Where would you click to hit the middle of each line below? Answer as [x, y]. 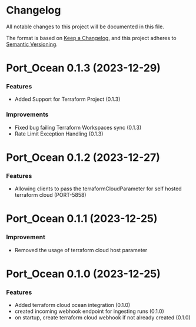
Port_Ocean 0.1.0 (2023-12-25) [83, 274]
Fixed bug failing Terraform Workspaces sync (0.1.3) [78, 127]
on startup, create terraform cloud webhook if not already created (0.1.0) [102, 318]
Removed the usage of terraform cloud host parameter [81, 250]
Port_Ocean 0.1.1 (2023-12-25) [82, 219]
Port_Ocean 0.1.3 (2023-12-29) [83, 68]
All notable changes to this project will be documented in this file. [85, 27]
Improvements [27, 114]
